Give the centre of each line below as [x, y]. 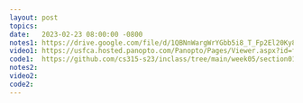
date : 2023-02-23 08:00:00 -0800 [76, 34]
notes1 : [24, 43]
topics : [24, 26]
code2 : [22, 84]
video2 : [24, 76]
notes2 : [24, 68]
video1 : [24, 51]
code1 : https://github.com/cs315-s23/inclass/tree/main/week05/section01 [153, 59]
